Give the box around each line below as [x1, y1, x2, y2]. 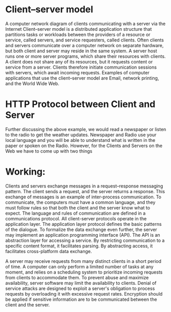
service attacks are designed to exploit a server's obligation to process [5, 285, 155, 292]
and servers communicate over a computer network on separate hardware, [5, 42, 164, 48]
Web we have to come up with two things [5, 148, 93, 154]
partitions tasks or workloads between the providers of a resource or [5, 31, 151, 37]
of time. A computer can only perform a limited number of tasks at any [5, 263, 154, 269]
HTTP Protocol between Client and [5, 98, 156, 110]
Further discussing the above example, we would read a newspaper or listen [5, 126, 166, 132]
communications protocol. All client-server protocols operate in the [5, 215, 147, 221]
